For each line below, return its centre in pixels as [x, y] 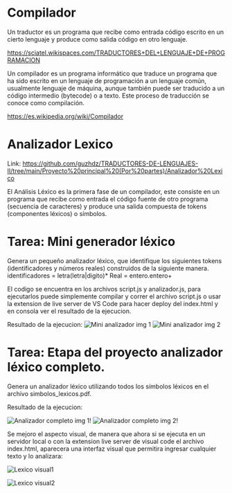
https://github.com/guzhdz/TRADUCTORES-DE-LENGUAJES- [110, 163]
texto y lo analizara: [35, 456]
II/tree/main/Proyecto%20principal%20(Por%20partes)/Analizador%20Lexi [115, 170]
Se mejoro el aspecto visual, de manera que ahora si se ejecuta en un [106, 433]
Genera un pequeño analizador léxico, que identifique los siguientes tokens [115, 260]
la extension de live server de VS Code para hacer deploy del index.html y [113, 303]
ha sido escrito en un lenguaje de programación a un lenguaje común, [107, 80]
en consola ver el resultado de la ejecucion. [69, 311]
